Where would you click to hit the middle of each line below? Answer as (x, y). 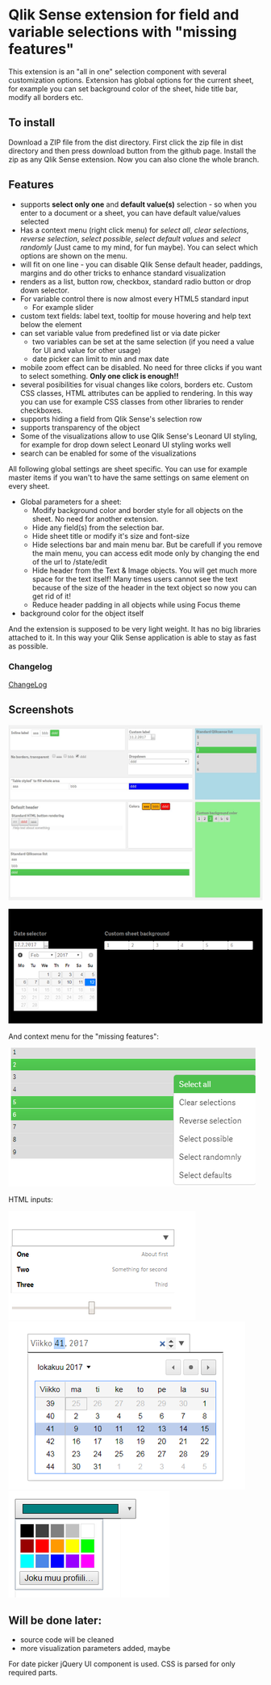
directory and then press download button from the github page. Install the (132, 150)
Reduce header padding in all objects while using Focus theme (136, 604)
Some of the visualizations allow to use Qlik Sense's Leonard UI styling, (139, 436)
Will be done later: (55, 1620)
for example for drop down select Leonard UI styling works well (125, 444)
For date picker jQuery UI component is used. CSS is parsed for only (122, 1664)
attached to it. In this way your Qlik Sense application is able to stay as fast (132, 637)
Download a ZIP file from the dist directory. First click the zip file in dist (126, 142)
